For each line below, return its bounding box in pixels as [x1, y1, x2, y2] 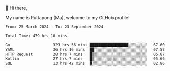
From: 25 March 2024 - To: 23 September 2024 [5, 24, 103, 29]
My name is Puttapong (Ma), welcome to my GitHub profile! [5, 15, 130, 20]
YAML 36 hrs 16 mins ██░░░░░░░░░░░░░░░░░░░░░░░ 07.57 [5, 47, 165, 52]
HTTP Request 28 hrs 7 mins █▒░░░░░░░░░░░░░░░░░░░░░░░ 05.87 [5, 52, 165, 57]
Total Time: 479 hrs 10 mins [5, 33, 67, 38]
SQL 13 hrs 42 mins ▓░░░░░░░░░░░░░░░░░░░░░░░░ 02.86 [5, 61, 165, 66]
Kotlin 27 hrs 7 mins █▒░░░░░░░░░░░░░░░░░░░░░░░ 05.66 [5, 56, 165, 61]
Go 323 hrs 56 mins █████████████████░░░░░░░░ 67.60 [5, 42, 165, 47]
